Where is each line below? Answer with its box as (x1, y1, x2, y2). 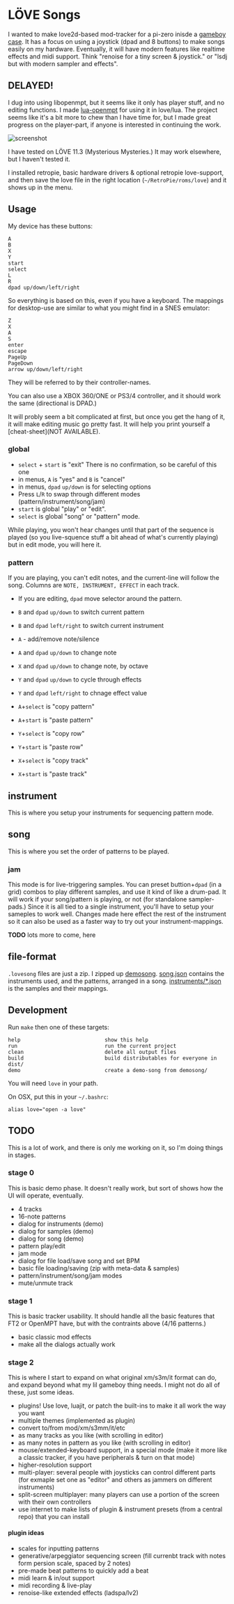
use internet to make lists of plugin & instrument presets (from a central (17, 1505, 223, 1513)
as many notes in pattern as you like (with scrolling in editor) (17, 1438, 191, 1447)
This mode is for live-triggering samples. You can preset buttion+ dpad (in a (8, 881, 222, 889)
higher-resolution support (17, 1461, 93, 1469)
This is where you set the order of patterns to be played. (8, 847, 170, 856)
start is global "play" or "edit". (17, 505, 107, 513)
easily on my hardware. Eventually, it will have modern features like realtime (8, 45, 226, 53)
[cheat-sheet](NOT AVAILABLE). (8, 427, 100, 435)
